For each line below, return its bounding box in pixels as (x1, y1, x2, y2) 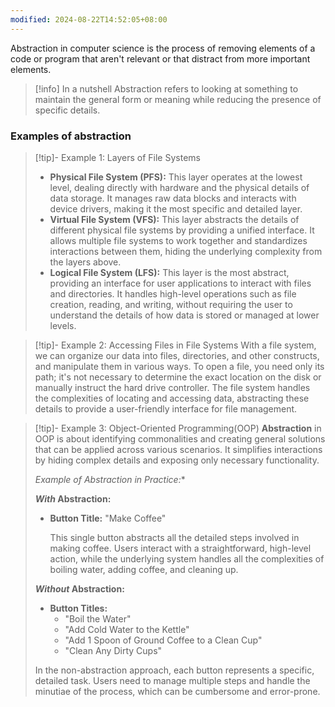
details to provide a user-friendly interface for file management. (34, 402, 298, 415)
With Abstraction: (34, 492, 112, 505)
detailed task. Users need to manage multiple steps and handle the (34, 674, 311, 686)
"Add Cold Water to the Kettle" (64, 623, 190, 635)
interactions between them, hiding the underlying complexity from (49, 245, 323, 257)
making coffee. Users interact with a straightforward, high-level (49, 542, 312, 554)
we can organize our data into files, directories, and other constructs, (34, 349, 320, 361)
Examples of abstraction (10, 129, 132, 143)
